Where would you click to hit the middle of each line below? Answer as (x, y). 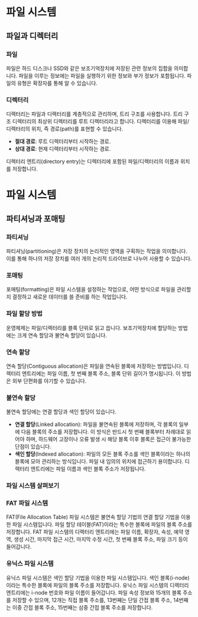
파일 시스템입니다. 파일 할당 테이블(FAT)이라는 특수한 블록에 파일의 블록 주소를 (102, 524)
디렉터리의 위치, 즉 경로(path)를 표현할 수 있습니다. (65, 129)
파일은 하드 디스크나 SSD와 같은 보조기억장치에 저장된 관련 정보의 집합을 (89, 68)
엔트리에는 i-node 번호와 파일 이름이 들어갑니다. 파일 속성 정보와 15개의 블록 (94, 592)
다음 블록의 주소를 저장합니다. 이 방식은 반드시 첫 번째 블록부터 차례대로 (103, 432)
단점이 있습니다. (33, 447)
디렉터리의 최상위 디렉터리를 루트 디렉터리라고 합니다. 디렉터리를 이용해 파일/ (101, 122)
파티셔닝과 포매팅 (36, 219)
